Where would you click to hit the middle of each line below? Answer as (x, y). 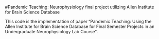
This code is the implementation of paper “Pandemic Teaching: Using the (78, 21)
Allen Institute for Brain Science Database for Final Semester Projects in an (80, 26)
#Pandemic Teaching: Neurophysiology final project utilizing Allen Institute (79, 7)
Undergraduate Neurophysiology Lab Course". (52, 32)
